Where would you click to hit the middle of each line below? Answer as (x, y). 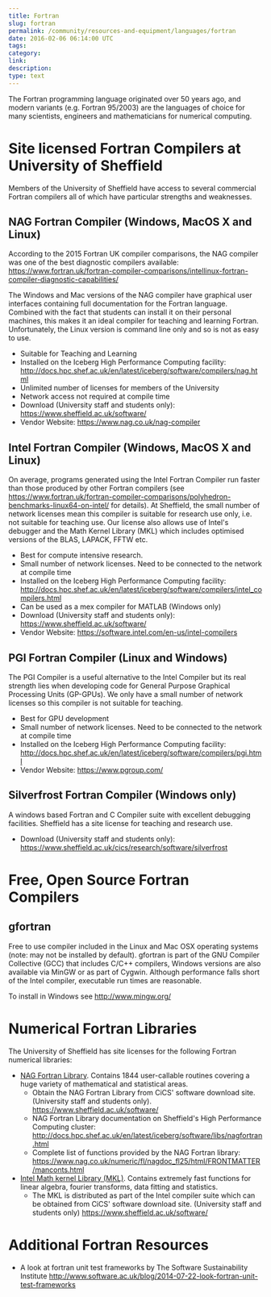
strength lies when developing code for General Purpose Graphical (119, 686)
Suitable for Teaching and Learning (78, 354)
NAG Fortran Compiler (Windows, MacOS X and (130, 221)
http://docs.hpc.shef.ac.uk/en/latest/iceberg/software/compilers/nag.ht (139, 371)
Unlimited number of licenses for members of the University (119, 388)
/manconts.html (58, 1170)
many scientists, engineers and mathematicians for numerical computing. (130, 116)
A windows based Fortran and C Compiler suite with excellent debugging (130, 815)
